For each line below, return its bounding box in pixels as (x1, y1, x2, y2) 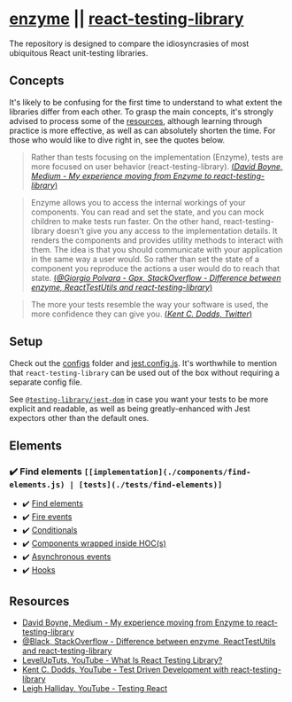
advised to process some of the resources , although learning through (9, 115, 263, 126)
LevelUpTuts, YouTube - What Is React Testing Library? (21, 655, 223, 666)
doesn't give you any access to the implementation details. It (56, 225, 278, 236)
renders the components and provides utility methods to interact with (30, 235, 284, 246)
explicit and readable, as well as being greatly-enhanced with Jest (9, 403, 250, 414)
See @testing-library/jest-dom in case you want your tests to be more (9, 394, 269, 404)
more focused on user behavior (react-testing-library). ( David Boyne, (30, 160, 283, 172)
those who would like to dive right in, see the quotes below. (9, 134, 226, 145)
